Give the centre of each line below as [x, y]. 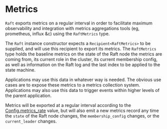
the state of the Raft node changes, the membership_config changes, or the [82, 115]
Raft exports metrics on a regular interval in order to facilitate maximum [79, 23]
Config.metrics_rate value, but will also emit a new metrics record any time [82, 110]
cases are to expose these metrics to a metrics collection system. [73, 85]
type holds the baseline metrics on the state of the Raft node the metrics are [84, 54]
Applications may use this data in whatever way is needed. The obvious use [83, 79]
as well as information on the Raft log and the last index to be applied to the [83, 64]
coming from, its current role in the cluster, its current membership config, [81, 59]
